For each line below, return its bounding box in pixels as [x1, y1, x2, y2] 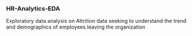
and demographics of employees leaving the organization [6, 23, 146, 30]
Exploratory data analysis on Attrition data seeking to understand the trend [6, 18, 187, 25]
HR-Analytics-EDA [6, 5, 60, 13]
